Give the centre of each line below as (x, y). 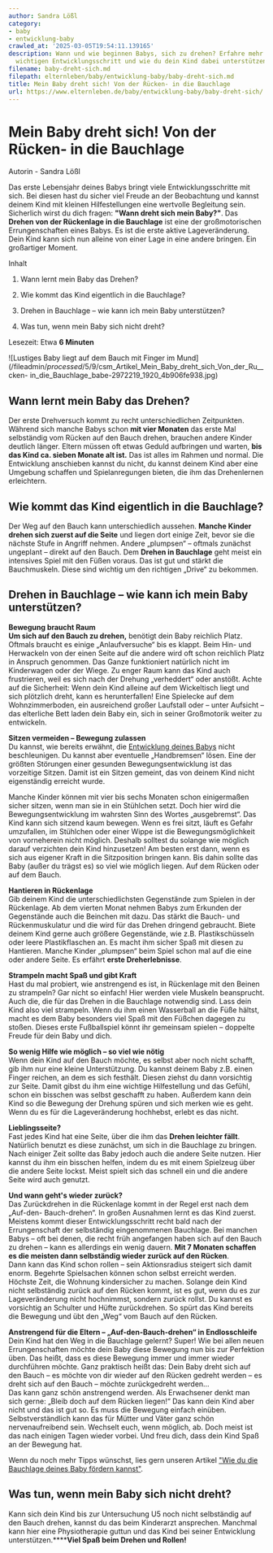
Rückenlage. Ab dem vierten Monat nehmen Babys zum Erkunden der (125, 907)
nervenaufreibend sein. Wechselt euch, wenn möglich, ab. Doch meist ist (131, 1427)
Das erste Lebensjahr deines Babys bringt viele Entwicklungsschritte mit (129, 187)
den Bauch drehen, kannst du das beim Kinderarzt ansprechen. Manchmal (133, 1522)
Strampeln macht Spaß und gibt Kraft (73, 975)
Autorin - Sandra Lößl (45, 172)
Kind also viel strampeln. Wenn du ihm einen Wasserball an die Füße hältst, (134, 1010)
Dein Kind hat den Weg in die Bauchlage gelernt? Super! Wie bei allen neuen (136, 1340)
